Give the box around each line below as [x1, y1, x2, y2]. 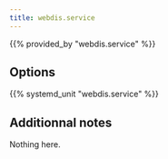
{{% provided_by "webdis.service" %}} [9, 38, 156, 49]
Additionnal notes [9, 114, 113, 130]
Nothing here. [9, 139, 61, 150]
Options [9, 65, 56, 80]
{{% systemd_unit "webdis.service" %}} [9, 88, 159, 100]
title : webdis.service [9, 13, 95, 23]
